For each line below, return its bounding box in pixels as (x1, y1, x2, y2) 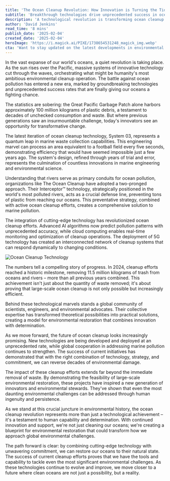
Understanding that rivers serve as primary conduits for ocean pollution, (5, 175, 156, 181)
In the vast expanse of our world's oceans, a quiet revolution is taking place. (5, 59, 164, 65)
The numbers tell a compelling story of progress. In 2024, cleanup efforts (5, 264, 158, 270)
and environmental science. (5, 165, 63, 171)
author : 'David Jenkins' (5, 21, 58, 27)
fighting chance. (5, 91, 39, 98)
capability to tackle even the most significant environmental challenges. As (5, 459, 161, 465)
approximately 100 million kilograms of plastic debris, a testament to (5, 107, 147, 113)
